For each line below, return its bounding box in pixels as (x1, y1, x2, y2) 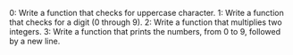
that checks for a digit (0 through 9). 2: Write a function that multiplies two (9, 17, 283, 27)
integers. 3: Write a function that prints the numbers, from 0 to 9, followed (9, 27, 281, 36)
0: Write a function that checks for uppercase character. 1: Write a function (9, 8, 284, 18)
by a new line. (9, 35, 61, 46)
